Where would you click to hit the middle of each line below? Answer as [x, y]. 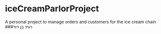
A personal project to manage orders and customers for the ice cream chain [80, 22]
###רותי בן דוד [19, 26]
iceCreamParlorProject [52, 9]
